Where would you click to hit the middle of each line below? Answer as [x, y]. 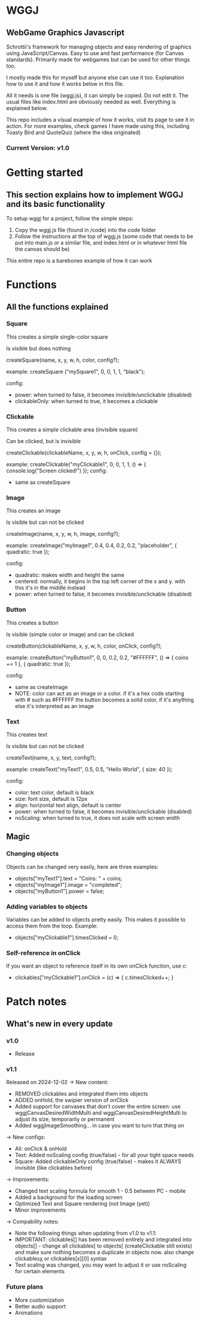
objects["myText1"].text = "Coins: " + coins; [68, 878]
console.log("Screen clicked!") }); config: [57, 471]
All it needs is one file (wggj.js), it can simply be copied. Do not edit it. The [97, 95]
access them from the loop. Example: [52, 926]
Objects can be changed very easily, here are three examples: [82, 867]
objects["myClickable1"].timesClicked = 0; [67, 937]
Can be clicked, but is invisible [44, 441]
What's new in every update [60, 1023]
